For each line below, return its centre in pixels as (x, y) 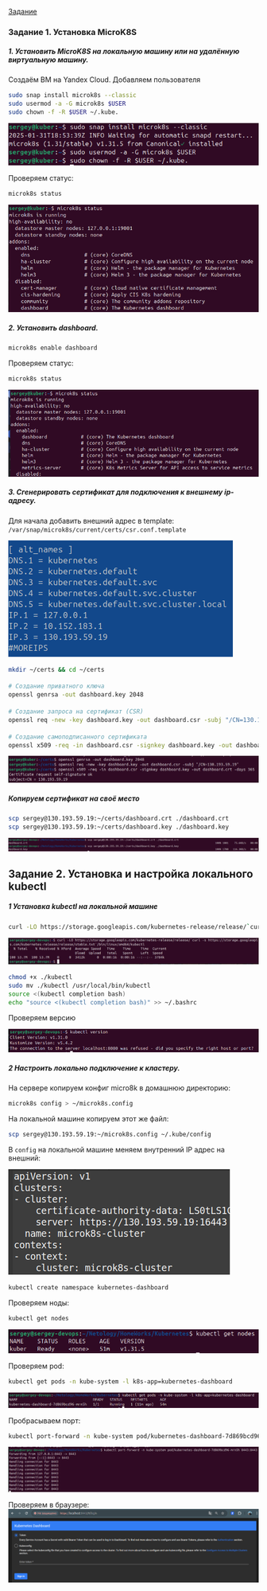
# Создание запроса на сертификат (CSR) (76, 712)
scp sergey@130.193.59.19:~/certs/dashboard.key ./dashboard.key (118, 827)
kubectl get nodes (39, 1318)
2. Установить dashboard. (53, 328)
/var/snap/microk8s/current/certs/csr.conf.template (97, 530)
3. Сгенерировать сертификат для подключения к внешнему (116, 492)
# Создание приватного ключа (56, 686)
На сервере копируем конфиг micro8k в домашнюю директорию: (119, 1088)
